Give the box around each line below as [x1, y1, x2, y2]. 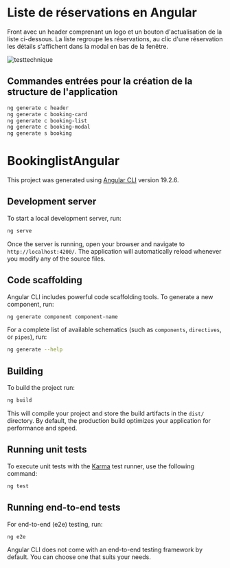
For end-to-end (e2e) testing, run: [7, 520, 103, 528]
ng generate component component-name [7, 313, 118, 320]
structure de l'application [7, 86, 118, 98]
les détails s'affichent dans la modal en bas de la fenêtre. [7, 42, 169, 50]
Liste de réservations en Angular [7, 5, 197, 21]
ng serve [7, 227, 32, 234]
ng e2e [7, 533, 26, 540]
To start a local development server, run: [7, 214, 122, 222]
